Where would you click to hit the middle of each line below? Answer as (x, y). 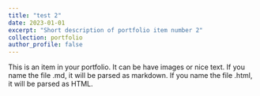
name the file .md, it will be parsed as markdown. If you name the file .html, (130, 76)
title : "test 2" (35, 15)
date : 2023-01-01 (37, 23)
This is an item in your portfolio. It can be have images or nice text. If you (126, 67)
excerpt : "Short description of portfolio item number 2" (106, 30)
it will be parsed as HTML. (51, 84)
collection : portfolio (45, 37)
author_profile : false (45, 45)
